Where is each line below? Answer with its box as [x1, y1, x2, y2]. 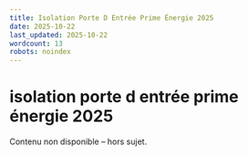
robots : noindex [9, 47, 71, 57]
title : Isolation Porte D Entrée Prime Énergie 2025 [9, 13, 214, 23]
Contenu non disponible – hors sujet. [9, 136, 148, 147]
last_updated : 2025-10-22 [9, 30, 108, 39]
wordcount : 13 [9, 38, 64, 48]
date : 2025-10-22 [9, 22, 76, 31]
